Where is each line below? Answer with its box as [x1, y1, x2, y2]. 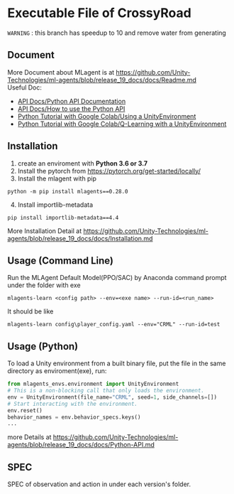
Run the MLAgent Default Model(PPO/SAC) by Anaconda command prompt [7, 274, 227, 282]
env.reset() [7, 407, 43, 414]
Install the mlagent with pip [17, 174, 97, 183]
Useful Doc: [7, 83, 43, 92]
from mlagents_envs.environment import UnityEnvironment [7, 380, 179, 388]
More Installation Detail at [7, 226, 82, 235]
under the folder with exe [7, 281, 81, 289]
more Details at [7, 433, 52, 441]
